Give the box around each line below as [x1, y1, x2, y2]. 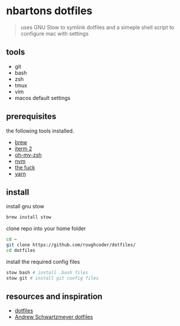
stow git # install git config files [6, 275, 99, 281]
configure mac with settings [20, 30, 89, 37]
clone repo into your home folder [6, 225, 86, 232]
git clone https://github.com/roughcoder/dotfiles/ [6, 242, 136, 248]
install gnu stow [6, 203, 44, 210]
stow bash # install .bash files [6, 269, 89, 276]
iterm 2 [14, 145, 32, 152]
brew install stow [6, 214, 51, 220]
